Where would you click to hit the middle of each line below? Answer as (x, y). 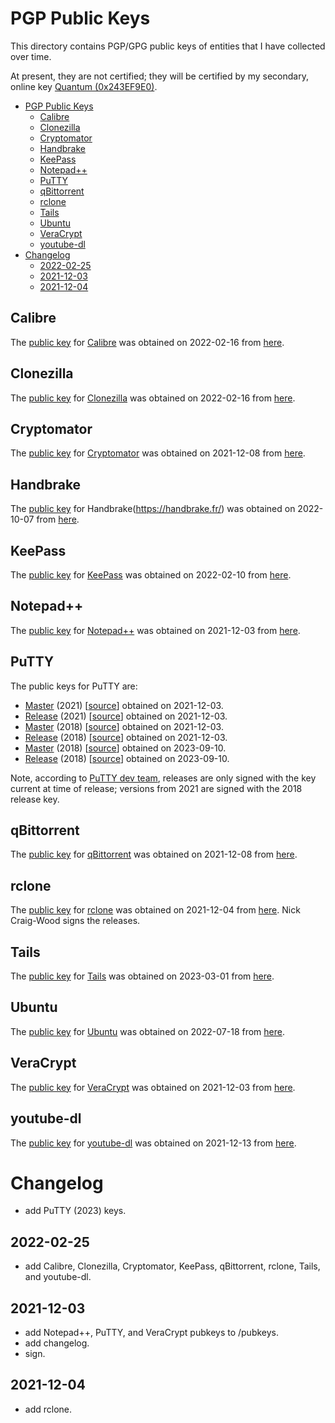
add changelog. (57, 1343)
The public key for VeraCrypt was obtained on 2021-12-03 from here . (153, 1087)
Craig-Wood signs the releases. (75, 921)
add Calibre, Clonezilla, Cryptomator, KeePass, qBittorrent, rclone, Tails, (172, 1266)
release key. (35, 799)
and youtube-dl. (58, 1277)
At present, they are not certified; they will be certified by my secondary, (159, 76)
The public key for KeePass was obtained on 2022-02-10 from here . (151, 575)
